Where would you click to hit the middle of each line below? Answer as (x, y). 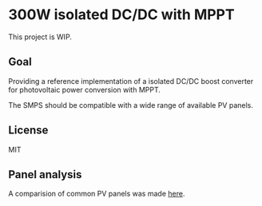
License (28, 131)
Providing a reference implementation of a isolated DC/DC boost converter (131, 81)
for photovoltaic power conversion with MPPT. (85, 89)
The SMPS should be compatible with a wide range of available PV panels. (131, 105)
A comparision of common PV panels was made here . (97, 194)
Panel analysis (45, 174)
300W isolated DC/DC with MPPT (121, 15)
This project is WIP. (40, 37)
